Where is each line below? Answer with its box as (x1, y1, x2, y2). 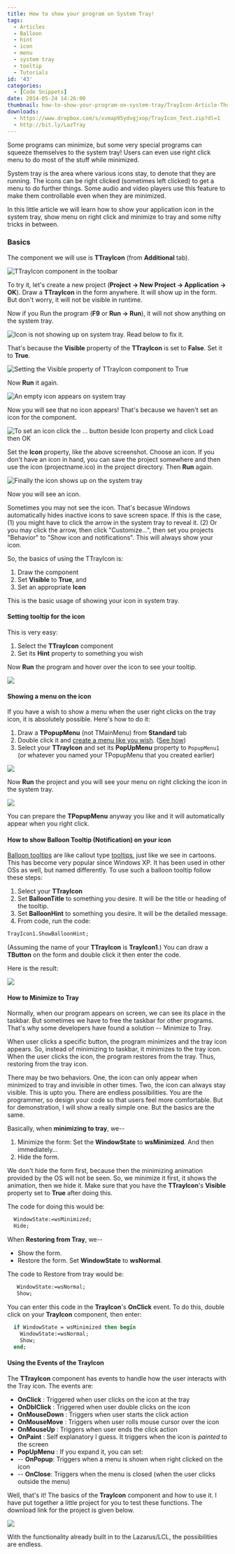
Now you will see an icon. (7, 489, 81, 498)
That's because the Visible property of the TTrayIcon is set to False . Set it (7, 343, 222, 352)
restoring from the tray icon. (7, 1060, 89, 1068)
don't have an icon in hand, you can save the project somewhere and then (7, 455, 221, 463)
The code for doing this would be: (7, 1202, 105, 1211)
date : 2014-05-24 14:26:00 (7, 95, 86, 102)
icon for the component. (7, 413, 77, 421)
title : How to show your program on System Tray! (7, 10, 155, 18)
